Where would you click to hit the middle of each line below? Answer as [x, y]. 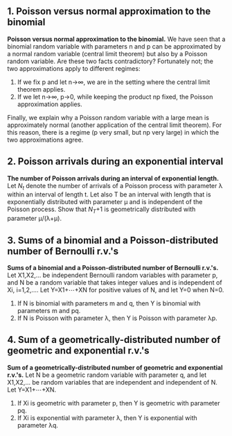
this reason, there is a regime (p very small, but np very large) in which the [113, 132]
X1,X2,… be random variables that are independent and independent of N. [113, 382]
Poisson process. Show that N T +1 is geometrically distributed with [101, 210]
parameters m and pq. [49, 311]
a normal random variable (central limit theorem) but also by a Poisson [107, 53]
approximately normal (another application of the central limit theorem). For [115, 125]
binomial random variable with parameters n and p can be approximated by [114, 46]
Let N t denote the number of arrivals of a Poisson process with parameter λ [115, 186]
